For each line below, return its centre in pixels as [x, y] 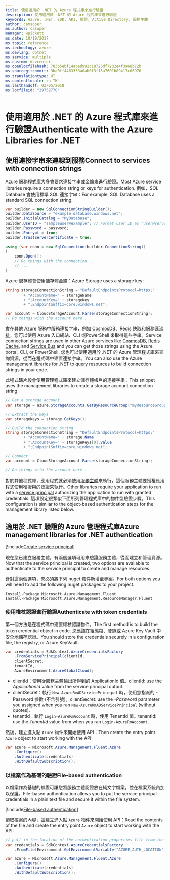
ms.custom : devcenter [28, 62]
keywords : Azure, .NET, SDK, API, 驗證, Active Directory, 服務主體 [77, 19]
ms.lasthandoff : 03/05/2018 [35, 85]
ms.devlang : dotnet [26, 52]
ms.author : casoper [26, 29]
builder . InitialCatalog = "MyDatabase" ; [49, 218]
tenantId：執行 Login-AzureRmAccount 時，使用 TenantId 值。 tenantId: [84, 716]
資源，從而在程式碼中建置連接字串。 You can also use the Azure [76, 358]
